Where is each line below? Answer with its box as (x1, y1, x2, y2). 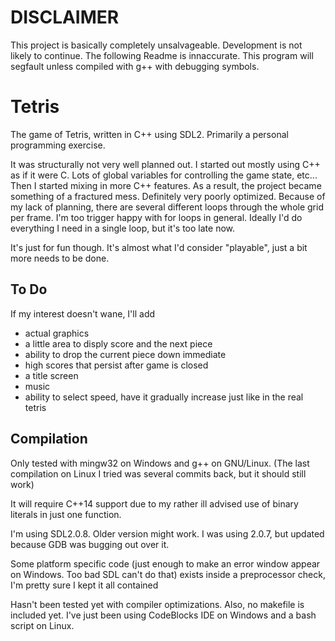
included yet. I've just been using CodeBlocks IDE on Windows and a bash (10, 609, 317, 621)
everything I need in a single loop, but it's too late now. (10, 222, 236, 234)
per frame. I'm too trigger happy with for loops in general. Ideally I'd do (10, 211, 303, 223)
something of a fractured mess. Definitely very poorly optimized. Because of (10, 190, 326, 202)
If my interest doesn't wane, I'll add (10, 307, 156, 320)
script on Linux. (10, 619, 75, 631)
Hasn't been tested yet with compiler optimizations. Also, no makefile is (10, 598, 305, 610)
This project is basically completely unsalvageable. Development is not (10, 39, 303, 51)
